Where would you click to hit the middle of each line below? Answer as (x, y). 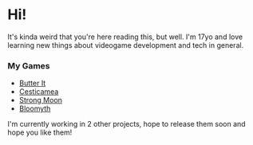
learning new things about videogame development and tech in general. (126, 45)
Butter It (32, 83)
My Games (29, 65)
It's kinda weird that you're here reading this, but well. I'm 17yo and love (125, 37)
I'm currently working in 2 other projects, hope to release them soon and (126, 124)
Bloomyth (35, 108)
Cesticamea (39, 92)
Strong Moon (41, 100)
